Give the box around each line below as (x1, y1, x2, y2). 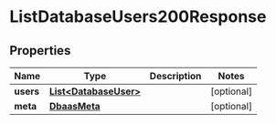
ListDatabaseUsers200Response (9, 6, 267, 27)
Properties (9, 43, 71, 58)
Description (149, 70, 202, 82)
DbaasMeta (48, 100, 101, 112)
